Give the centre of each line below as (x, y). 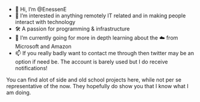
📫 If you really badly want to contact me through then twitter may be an (105, 53)
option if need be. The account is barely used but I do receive (91, 62)
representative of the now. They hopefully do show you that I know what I (97, 86)
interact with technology (45, 22)
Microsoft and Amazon (43, 46)
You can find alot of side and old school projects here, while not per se (94, 80)
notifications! (31, 68)
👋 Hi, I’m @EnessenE (41, 9)
